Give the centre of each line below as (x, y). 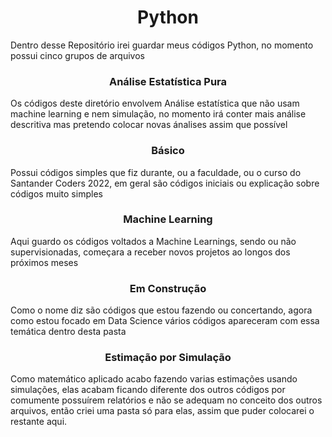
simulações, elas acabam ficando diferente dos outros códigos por (148, 390)
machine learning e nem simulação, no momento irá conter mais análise (158, 114)
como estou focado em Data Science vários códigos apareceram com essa (165, 321)
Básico (168, 151)
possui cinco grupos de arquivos (77, 55)
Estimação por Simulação (168, 358)
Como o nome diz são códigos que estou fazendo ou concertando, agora (161, 310)
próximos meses (44, 262)
